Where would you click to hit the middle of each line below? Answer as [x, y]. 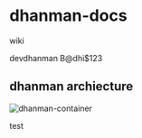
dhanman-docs [69, 16]
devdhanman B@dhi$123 [56, 58]
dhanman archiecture [71, 87]
